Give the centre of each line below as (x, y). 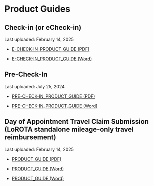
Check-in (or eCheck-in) (43, 28)
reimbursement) (30, 137)
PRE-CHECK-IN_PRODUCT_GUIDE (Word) (55, 106)
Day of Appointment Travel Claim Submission (77, 121)
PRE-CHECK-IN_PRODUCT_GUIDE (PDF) (53, 96)
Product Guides (38, 9)
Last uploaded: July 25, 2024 (35, 86)
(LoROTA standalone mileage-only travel (69, 129)
